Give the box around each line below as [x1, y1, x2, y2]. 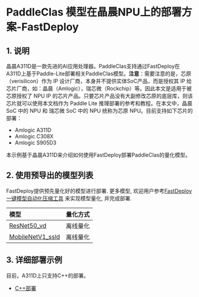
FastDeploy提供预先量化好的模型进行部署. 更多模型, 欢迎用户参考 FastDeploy [6, 187, 192, 194]
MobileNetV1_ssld [9, 232, 61, 241]
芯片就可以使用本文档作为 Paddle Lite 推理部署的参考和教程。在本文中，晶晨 [6, 100, 193, 107]
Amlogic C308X [14, 133, 54, 140]
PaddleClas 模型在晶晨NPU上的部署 [6, 5, 182, 19]
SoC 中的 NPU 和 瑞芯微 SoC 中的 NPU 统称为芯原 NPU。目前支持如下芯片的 [6, 108, 193, 114]
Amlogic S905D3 [14, 139, 56, 146]
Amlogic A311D [14, 127, 52, 134]
